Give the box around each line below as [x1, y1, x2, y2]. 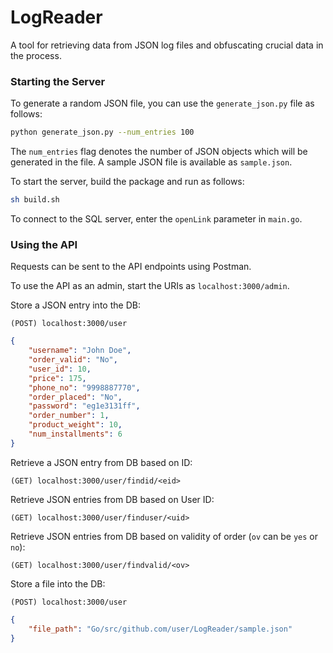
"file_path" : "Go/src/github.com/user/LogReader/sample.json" [28, 624, 293, 634]
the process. [10, 49, 62, 61]
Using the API [10, 237, 78, 251]
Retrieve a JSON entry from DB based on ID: [10, 456, 193, 468]
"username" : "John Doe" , [28, 346, 132, 356]
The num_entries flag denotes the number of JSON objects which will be [10, 146, 308, 158]
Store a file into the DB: [10, 577, 106, 590]
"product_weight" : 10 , [28, 420, 123, 430]
